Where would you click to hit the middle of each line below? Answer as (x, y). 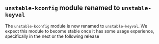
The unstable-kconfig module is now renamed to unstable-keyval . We (76, 26)
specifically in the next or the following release (52, 36)
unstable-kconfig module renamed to (63, 8)
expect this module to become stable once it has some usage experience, (80, 31)
